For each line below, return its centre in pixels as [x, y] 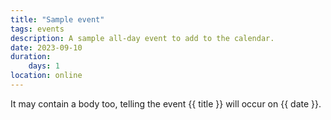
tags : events [37, 29]
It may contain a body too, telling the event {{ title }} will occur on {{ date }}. [166, 103]
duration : [31, 57]
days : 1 [44, 66]
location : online [46, 76]
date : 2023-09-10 [46, 47]
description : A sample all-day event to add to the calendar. [142, 38]
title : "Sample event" [57, 19]
